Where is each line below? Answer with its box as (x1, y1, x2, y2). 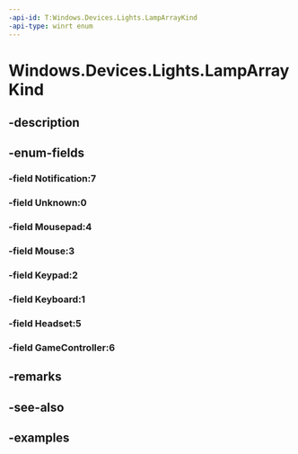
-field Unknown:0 (8, 197, 87, 209)
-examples (8, 431, 70, 446)
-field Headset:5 (8, 316, 82, 329)
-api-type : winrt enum (8, 22, 93, 31)
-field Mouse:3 (8, 245, 75, 257)
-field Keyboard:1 (8, 293, 86, 306)
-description (8, 115, 80, 130)
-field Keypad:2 (8, 269, 78, 281)
